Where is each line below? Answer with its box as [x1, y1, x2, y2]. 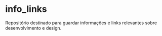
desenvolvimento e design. [5, 25, 62, 31]
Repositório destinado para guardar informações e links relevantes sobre [5, 20, 157, 26]
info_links [5, 3, 47, 15]
